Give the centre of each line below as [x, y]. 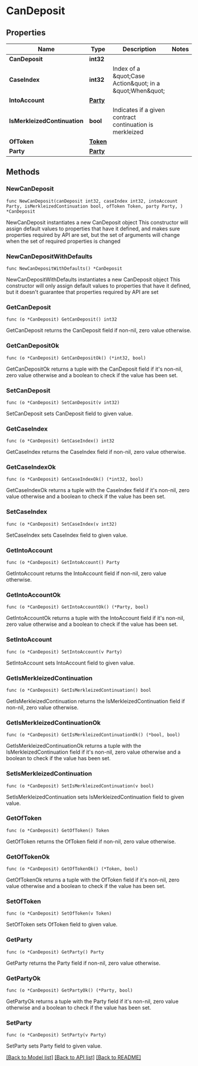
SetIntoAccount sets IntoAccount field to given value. [70, 663]
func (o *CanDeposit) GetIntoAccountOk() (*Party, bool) [77, 607]
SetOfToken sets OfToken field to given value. [62, 925]
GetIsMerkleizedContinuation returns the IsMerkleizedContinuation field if [95, 701]
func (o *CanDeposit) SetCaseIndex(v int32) [62, 524]
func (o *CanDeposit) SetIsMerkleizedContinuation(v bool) [80, 786]
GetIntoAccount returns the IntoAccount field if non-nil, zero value [86, 573]
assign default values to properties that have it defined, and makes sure [93, 229]
